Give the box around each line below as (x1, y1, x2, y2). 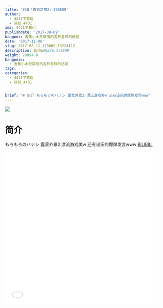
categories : (5, 71, 29, 76)
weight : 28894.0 (5, 52, 38, 58)
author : (5, 12, 21, 17)
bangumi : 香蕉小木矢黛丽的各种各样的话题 (5, 35, 80, 40)
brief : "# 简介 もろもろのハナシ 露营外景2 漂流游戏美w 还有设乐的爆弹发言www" (5, 93, 151, 98)
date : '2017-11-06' (5, 39, 45, 44)
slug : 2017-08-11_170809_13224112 (5, 43, 76, 48)
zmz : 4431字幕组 (5, 25, 36, 30)
